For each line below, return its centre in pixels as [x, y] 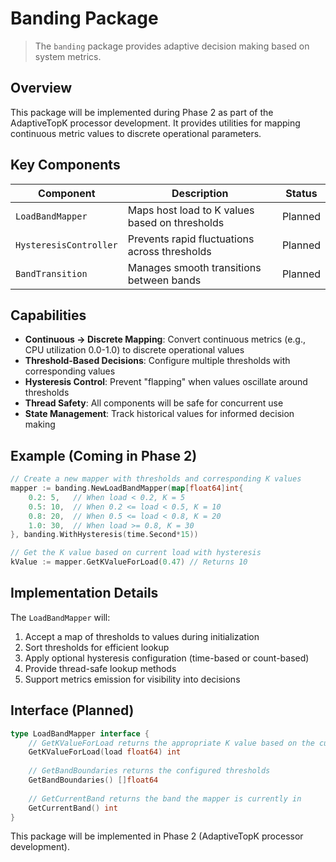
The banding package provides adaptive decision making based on [172, 46]
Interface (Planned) [72, 710]
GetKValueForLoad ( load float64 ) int [105, 752]
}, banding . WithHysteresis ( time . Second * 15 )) [104, 535]
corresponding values [70, 371]
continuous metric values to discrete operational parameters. [136, 133]
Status [301, 193]
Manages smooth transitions [194, 267]
